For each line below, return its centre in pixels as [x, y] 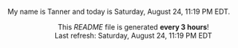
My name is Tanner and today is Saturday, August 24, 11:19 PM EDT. [119, 12]
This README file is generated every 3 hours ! [133, 27]
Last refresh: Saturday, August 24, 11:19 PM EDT [133, 36]
